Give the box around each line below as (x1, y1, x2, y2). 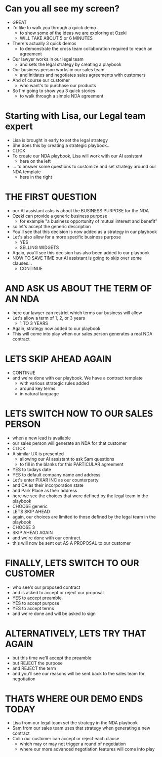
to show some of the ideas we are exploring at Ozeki (19, 30, 127, 36)
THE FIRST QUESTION (5, 191, 97, 203)
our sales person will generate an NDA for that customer (12, 440, 127, 446)
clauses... (12, 260, 32, 266)
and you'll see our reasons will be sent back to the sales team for (12, 670, 145, 676)
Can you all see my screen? (5, 3, 120, 14)
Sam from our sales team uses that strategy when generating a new (12, 725, 151, 731)
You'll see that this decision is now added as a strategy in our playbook (12, 229, 157, 235)
